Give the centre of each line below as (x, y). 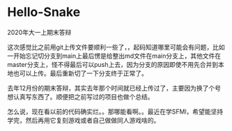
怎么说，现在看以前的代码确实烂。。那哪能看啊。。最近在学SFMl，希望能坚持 (115, 111)
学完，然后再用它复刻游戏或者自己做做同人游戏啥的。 (84, 120)
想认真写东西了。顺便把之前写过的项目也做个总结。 (80, 97)
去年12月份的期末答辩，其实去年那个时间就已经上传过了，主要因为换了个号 (114, 88)
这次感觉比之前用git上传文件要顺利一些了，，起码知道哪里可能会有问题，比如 (116, 47)
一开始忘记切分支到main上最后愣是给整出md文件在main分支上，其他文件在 (114, 56)
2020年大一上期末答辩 (39, 32)
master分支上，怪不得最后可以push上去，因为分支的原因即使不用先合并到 (113, 64)
